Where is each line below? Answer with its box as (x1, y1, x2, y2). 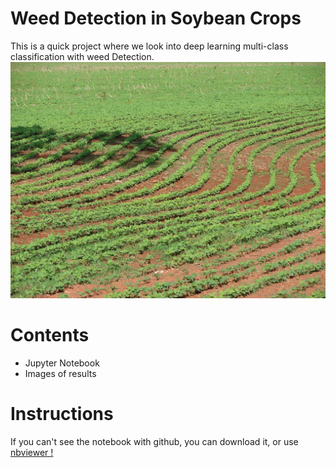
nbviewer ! (10, 446, 54, 458)
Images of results (24, 367, 97, 379)
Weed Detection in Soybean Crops (10, 7, 302, 30)
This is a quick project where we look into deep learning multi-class (10, 40, 289, 52)
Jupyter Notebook (24, 357, 100, 369)
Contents (10, 324, 90, 347)
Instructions (10, 403, 114, 426)
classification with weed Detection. (10, 50, 155, 62)
